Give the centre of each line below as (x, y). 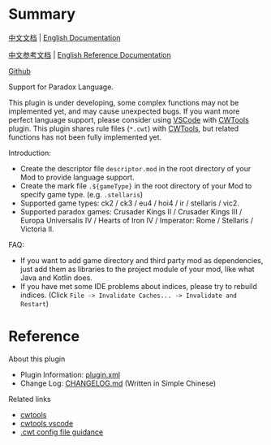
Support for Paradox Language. (61, 87)
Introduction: (30, 153)
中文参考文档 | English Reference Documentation (90, 54)
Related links (30, 399)
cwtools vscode (47, 423)
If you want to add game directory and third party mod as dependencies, (142, 260)
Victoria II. (37, 229)
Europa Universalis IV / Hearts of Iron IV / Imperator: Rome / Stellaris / (137, 220)
